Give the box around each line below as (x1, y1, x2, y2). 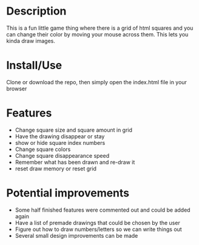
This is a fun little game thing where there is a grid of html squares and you (6, 24, 194, 32)
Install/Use (6, 59, 62, 72)
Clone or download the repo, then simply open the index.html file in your (6, 78, 187, 86)
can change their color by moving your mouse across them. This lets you (6, 30, 189, 38)
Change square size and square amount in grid (15, 126, 132, 133)
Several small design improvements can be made (15, 232, 138, 239)
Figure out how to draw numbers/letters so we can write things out (15, 226, 182, 233)
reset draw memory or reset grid (15, 165, 97, 172)
